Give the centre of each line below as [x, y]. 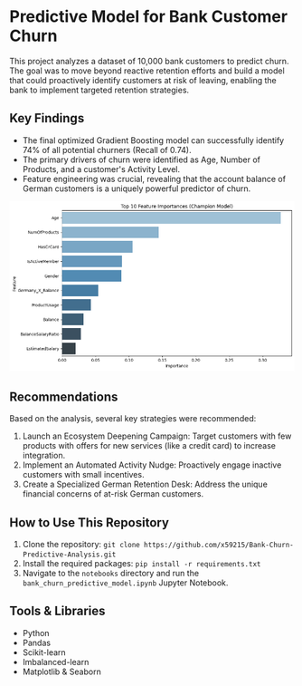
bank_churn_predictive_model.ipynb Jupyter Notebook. [125, 583]
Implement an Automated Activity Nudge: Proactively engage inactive [152, 465]
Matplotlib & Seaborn [61, 672]
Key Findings [47, 118]
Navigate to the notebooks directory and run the [111, 574]
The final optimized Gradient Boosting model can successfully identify [153, 140]
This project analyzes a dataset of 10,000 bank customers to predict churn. [149, 61]
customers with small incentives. [83, 475]
